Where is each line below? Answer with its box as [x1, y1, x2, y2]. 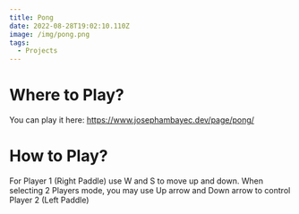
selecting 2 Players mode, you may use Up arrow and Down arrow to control [9, 185, 291, 195]
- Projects [17, 47, 58, 56]
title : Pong [9, 13, 54, 22]
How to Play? [9, 146, 108, 167]
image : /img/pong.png [9, 30, 90, 39]
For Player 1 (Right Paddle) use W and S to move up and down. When [9, 175, 264, 186]
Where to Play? [9, 85, 125, 106]
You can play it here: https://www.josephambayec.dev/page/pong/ [9, 115, 255, 125]
